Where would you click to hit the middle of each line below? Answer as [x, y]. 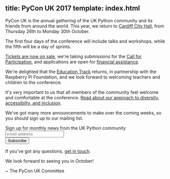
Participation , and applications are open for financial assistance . [72, 62]
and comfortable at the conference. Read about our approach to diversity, [82, 97]
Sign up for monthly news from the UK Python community [65, 128]
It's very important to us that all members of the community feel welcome [82, 92]
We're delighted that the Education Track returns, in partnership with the [81, 71]
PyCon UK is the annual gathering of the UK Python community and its [79, 20]
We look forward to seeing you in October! [49, 161]
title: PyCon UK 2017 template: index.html [73, 8]
